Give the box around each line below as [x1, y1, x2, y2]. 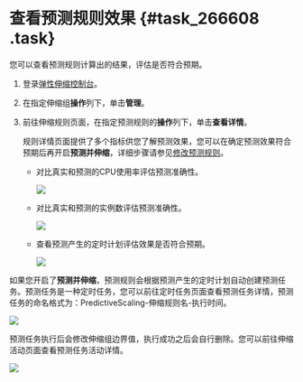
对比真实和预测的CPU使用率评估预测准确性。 [35, 166, 204, 177]
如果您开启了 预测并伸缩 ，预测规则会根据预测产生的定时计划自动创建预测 [9, 275, 278, 285]
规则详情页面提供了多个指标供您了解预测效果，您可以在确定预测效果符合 [22, 135, 291, 146]
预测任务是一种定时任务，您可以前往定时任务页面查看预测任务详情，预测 [24, 285, 294, 296]
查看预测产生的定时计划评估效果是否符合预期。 [35, 238, 210, 249]
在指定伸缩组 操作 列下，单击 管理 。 [22, 97, 150, 108]
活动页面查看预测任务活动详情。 [9, 344, 128, 355]
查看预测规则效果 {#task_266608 [9, 8, 260, 29]
